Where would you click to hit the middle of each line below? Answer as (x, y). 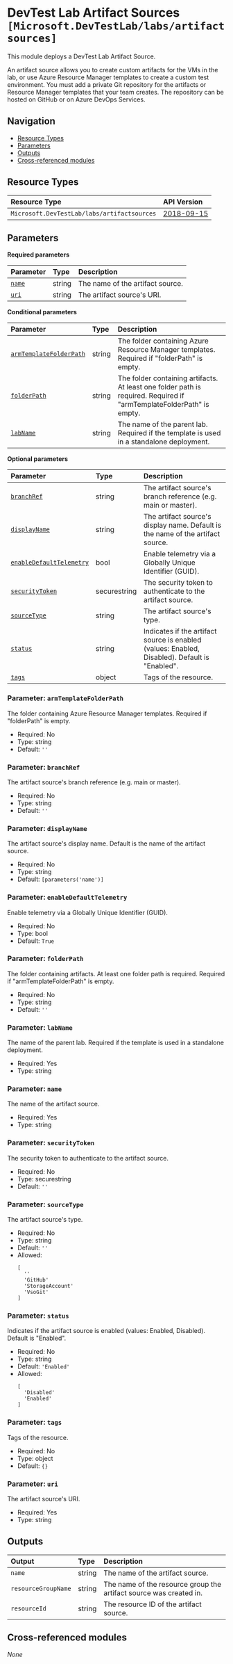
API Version (183, 202)
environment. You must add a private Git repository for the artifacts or (107, 84)
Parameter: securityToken (51, 1143)
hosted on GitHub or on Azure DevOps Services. (76, 99)
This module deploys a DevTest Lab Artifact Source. (81, 56)
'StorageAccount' (49, 1286)
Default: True (35, 941)
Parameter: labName (40, 1027)
